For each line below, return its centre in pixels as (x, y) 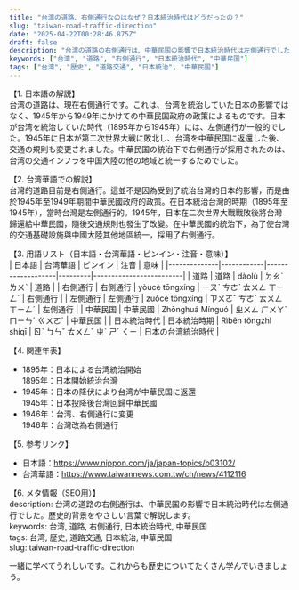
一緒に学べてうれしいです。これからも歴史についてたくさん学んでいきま (141, 565)
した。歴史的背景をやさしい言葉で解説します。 (110, 515)
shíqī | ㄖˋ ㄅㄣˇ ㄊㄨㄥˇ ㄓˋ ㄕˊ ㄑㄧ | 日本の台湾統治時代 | (114, 331)
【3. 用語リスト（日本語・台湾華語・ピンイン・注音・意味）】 (121, 254)
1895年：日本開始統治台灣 (70, 380)
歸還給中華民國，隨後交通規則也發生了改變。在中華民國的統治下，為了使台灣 (149, 223)
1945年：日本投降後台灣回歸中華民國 (89, 402)
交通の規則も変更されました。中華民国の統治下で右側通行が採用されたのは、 (149, 149)
